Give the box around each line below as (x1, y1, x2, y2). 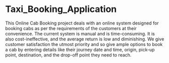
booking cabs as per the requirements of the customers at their (5, 25, 137, 31)
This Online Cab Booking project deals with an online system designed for (5, 20, 159, 26)
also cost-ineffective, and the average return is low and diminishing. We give (5, 36, 164, 42)
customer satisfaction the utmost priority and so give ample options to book (5, 41, 163, 47)
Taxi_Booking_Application (5, 3, 117, 15)
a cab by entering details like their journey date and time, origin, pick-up (5, 46, 155, 52)
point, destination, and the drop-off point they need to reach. (5, 51, 132, 58)
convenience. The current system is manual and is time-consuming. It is (5, 30, 155, 36)
